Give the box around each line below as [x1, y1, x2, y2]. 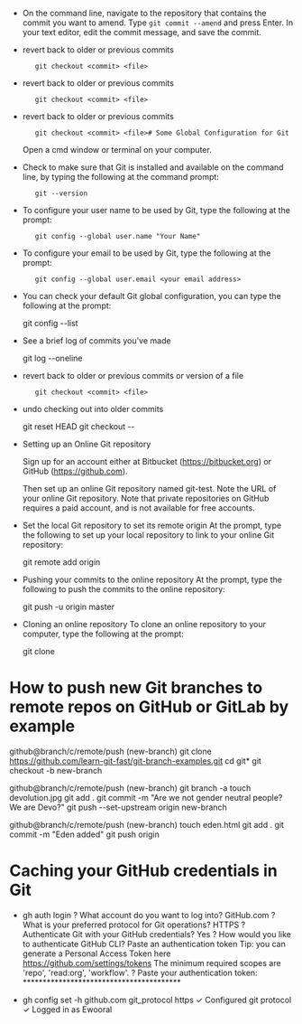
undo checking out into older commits [22, 404, 164, 414]
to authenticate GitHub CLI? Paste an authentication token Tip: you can [22, 938, 286, 949]
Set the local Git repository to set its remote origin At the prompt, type [22, 520, 282, 531]
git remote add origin [22, 557, 101, 568]
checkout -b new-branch [9, 765, 103, 775]
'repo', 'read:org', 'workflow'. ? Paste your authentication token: [22, 967, 259, 978]
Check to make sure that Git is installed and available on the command [22, 162, 284, 173]
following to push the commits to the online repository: [22, 584, 225, 595]
